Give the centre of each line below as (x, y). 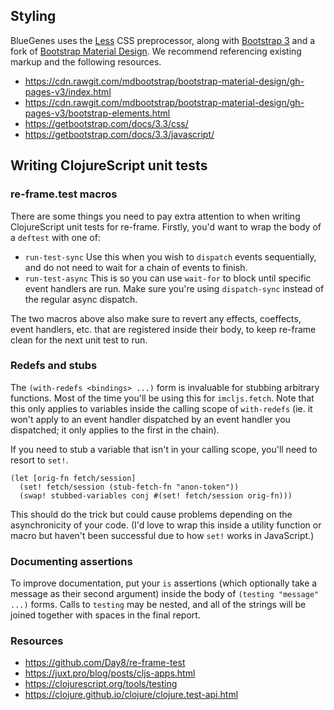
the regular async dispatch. (81, 299)
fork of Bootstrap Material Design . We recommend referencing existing (156, 51)
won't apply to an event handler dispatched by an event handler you (150, 419)
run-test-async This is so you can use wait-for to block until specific (168, 278)
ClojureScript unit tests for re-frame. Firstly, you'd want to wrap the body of (166, 226)
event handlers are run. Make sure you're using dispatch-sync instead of (174, 288)
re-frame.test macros (64, 194)
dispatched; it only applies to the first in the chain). (115, 430)
